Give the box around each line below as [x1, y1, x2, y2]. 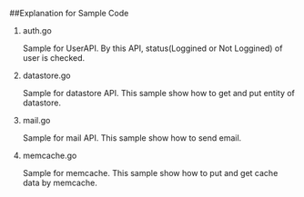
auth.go [22, 25, 52, 35]
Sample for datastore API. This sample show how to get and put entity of [22, 88, 296, 98]
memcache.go [22, 150, 77, 161]
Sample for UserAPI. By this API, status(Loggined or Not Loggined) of [22, 43, 283, 54]
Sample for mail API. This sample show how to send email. [22, 133, 242, 143]
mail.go [22, 115, 51, 125]
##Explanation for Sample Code [9, 8, 129, 18]
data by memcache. [22, 177, 97, 188]
